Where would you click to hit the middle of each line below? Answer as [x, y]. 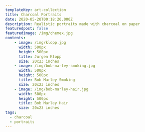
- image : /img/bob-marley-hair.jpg [51, 89]
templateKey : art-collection [36, 10]
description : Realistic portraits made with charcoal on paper [73, 24]
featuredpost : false [27, 29]
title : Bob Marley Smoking [47, 80]
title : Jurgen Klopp [40, 56]
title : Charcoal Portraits [33, 15]
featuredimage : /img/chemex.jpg [39, 33]
